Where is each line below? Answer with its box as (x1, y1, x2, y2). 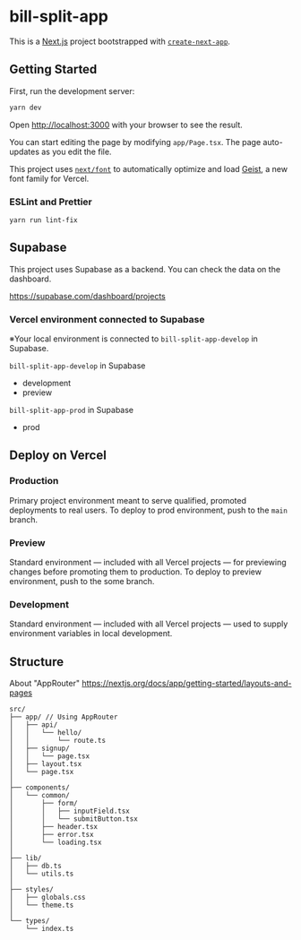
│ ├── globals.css (9, 893, 87, 902)
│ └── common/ (9, 791, 70, 800)
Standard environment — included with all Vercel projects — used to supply (9, 618, 288, 629)
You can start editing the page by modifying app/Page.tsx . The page (9, 136, 262, 147)
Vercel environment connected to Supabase (9, 313, 205, 325)
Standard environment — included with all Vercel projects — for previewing (9, 557, 287, 568)
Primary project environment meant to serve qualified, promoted (9, 495, 246, 505)
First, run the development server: (9, 85, 135, 96)
